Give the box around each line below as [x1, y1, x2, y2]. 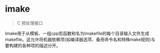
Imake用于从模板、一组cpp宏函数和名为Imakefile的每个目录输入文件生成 [5, 30, 150, 36]
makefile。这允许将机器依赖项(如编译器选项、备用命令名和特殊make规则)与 [5, 36, 156, 42]
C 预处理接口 [17, 20, 43, 26]
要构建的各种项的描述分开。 [5, 42, 61, 48]
